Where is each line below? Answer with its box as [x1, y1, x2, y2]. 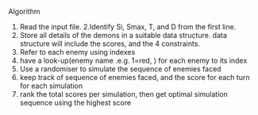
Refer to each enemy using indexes [19, 48, 136, 56]
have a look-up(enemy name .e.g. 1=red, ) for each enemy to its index [19, 56, 248, 65]
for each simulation [19, 81, 83, 90]
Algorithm [8, 7, 40, 16]
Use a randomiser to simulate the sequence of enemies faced [19, 64, 221, 74]
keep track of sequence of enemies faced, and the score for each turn [19, 73, 250, 82]
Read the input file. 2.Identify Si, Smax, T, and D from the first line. [19, 22, 237, 31]
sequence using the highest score [19, 98, 132, 107]
